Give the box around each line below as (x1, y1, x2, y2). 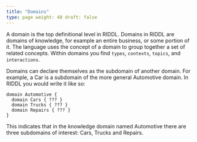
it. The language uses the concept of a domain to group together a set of (6, 43, 186, 51)
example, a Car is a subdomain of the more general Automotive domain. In (6, 74, 189, 81)
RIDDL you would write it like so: (6, 80, 85, 87)
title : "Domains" (6, 8, 50, 15)
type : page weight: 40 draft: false (6, 14, 97, 20)
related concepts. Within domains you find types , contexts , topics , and (6, 49, 181, 56)
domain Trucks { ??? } (11, 102, 68, 108)
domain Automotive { (6, 91, 58, 97)
